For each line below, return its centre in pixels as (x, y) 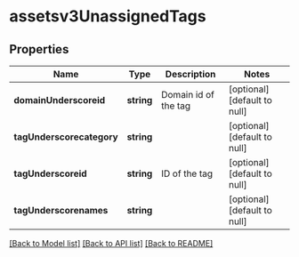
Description (190, 74)
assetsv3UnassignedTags (108, 16)
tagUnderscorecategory (66, 137)
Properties (39, 49)
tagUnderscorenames (61, 210)
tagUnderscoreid (50, 173)
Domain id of (188, 95)
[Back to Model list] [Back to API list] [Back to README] (111, 243)
